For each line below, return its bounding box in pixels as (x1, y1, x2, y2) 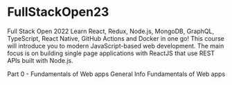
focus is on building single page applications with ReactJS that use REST (7, 49, 215, 57)
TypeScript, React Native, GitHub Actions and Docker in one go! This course (7, 34, 225, 42)
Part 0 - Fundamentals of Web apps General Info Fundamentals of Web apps (7, 70, 226, 78)
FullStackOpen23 (7, 4, 109, 20)
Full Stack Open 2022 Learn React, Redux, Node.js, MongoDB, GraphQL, (7, 27, 215, 35)
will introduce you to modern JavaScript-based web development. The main (7, 41, 224, 50)
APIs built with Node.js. (7, 56, 74, 64)
